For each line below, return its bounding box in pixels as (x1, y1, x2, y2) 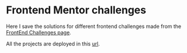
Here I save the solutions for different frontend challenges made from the (6, 23, 182, 30)
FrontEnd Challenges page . (6, 29, 72, 36)
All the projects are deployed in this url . (6, 40, 100, 47)
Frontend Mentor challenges (6, 3, 147, 17)
